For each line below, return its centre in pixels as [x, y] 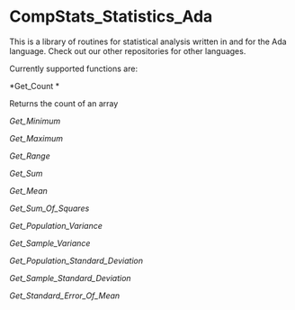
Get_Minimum [35, 121]
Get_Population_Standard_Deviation [76, 260]
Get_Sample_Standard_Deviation [71, 278]
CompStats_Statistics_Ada [111, 17]
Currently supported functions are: [73, 68]
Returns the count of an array [64, 103]
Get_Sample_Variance [50, 243]
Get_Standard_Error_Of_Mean [65, 296]
